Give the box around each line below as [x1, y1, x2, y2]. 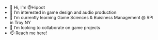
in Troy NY [9, 20, 31, 25]
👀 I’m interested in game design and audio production [9, 10, 117, 15]
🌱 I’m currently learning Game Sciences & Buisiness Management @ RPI [9, 15, 154, 20]
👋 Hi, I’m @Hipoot [9, 5, 45, 10]
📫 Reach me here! [9, 30, 47, 36]
